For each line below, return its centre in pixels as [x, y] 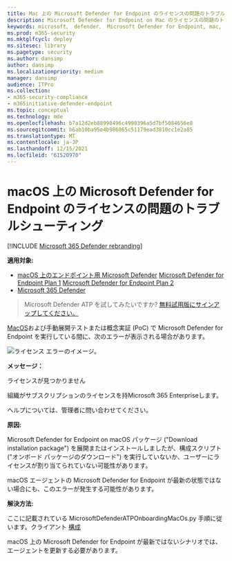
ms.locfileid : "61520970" [44, 155]
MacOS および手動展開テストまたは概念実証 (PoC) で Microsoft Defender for [115, 328]
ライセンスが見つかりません [47, 380]
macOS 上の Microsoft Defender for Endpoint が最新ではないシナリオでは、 [115, 542]
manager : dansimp [32, 78]
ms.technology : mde [35, 116]
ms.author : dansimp [35, 59]
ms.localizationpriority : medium [55, 71]
